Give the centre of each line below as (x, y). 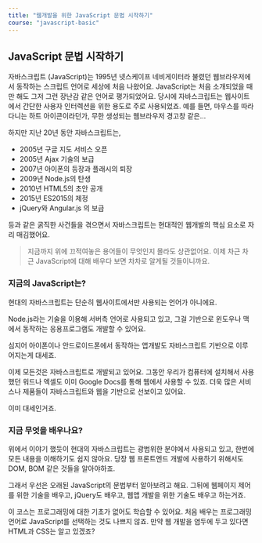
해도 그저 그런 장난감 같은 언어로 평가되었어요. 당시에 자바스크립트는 (119, 97)
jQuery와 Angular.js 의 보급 (62, 208)
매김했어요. (33, 235)
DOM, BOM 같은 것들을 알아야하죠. (62, 468)
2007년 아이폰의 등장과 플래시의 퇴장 (76, 169)
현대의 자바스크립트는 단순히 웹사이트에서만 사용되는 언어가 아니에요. (113, 302)
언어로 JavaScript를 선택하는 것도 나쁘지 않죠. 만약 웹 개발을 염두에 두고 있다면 (128, 521)
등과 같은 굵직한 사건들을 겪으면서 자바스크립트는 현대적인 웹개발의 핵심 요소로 (127, 225)
